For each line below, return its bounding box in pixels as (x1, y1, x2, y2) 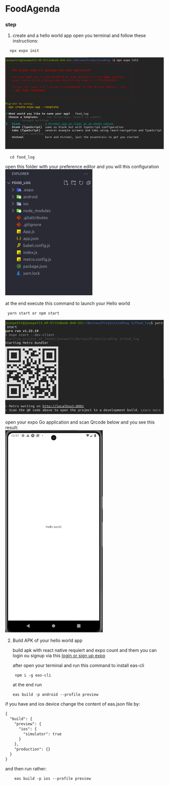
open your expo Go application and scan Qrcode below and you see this (5, 419, 155, 425)
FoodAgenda (5, 3, 60, 15)
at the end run (12, 682, 42, 688)
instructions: (12, 38, 39, 44)
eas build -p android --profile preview (12, 692, 99, 698)
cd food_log (10, 155, 35, 160)
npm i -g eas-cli (15, 673, 51, 678)
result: (5, 425, 19, 431)
